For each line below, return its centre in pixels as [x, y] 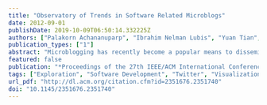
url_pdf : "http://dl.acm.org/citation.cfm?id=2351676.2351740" [115, 81]
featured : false [35, 60]
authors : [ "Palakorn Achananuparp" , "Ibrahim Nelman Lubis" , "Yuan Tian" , [135, 37]
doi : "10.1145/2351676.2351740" [62, 89]
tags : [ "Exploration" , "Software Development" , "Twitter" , [108, 74]
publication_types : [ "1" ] [51, 45]
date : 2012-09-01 [37, 23]
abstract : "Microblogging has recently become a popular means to [120, 52]
